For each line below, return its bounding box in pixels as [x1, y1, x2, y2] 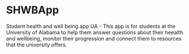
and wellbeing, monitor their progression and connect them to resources [6, 35, 182, 42]
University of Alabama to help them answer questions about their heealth [6, 28, 184, 35]
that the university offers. [6, 41, 68, 48]
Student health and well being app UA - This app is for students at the [6, 23, 175, 30]
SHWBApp [6, 3, 59, 17]
